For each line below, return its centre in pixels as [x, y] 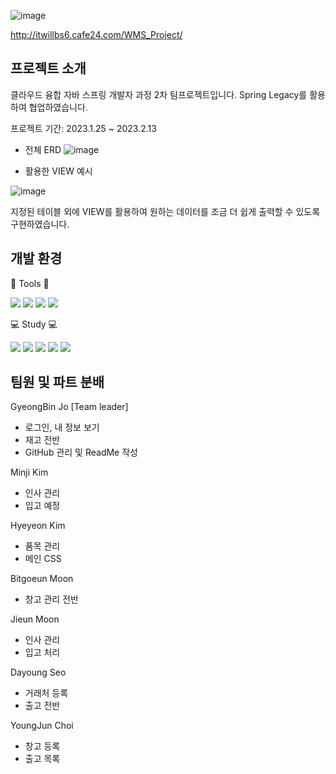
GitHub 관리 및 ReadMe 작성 [81, 452]
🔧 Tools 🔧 [30, 283]
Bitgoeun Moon [42, 579]
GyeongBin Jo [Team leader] [69, 407]
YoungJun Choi [42, 726]
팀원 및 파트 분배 [57, 382]
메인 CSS [43, 559]
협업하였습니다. [58, 107]
